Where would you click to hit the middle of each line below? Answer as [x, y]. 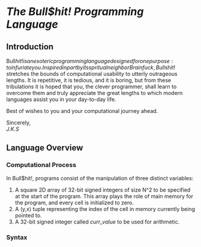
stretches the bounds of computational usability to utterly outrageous [92, 74]
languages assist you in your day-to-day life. [61, 99]
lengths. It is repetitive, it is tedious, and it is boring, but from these [89, 80]
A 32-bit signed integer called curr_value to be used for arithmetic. [97, 222]
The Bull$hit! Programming [75, 12]
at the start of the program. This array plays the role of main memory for [104, 196]
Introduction [30, 47]
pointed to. [28, 215]
